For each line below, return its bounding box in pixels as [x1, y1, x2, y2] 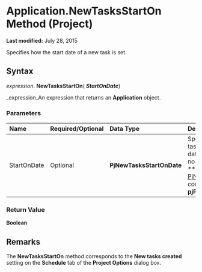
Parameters [6, 109, 41, 117]
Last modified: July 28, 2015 [6, 37, 78, 44]
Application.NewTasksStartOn [6, 4, 162, 18]
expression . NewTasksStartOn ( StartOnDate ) [6, 82, 121, 89]
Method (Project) [6, 17, 93, 31]
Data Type [109, 125, 140, 133]
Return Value [6, 205, 45, 213]
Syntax [6, 66, 34, 77]
